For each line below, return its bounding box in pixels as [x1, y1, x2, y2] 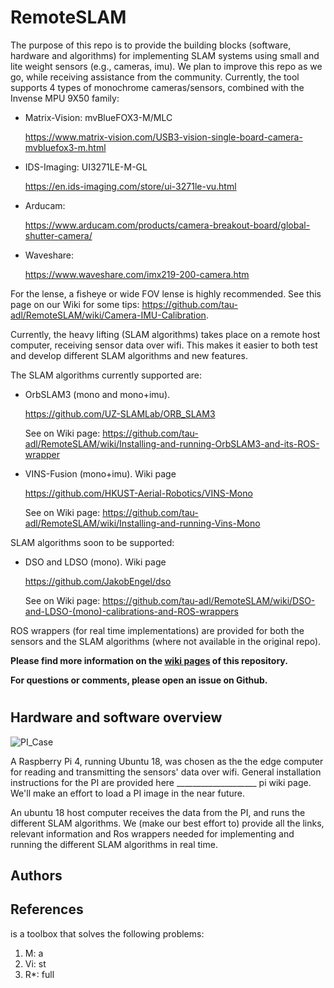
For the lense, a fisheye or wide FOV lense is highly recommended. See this [10, 287, 322, 300]
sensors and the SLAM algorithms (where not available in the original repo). [10, 635, 322, 647]
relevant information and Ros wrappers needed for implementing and [10, 827, 295, 840]
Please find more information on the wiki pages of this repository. [10, 654, 288, 666]
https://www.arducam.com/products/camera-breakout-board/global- [24, 219, 311, 231]
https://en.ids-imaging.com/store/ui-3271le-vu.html [24, 180, 237, 192]
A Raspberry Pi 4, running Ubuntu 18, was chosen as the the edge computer [10, 755, 324, 767]
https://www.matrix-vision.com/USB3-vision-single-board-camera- [24, 131, 303, 143]
